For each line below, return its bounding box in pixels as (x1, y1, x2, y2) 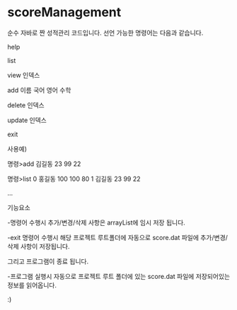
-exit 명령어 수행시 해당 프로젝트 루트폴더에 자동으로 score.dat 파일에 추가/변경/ (7, 233, 229, 242)
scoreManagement (7, 4, 122, 20)
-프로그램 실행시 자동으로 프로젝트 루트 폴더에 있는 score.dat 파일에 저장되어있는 (7, 272, 231, 280)
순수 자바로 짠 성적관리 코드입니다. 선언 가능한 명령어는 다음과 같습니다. (7, 28, 204, 37)
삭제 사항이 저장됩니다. (7, 242, 70, 251)
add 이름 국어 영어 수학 (7, 85, 71, 94)
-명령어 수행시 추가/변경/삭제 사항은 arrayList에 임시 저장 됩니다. (7, 218, 185, 227)
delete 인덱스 (7, 100, 45, 109)
